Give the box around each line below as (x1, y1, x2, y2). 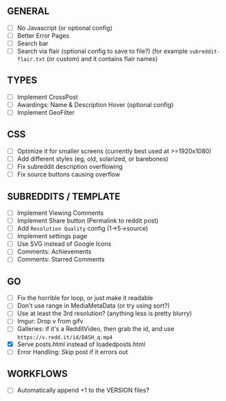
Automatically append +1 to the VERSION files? (16, 386, 149, 394)
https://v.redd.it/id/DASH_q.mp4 (16, 334, 113, 341)
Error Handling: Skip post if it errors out (16, 347, 128, 356)
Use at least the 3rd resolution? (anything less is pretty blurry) (16, 309, 192, 318)
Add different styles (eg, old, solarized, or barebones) (16, 154, 169, 163)
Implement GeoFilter (16, 108, 75, 116)
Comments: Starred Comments (16, 255, 105, 264)
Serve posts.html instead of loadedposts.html (16, 340, 146, 348)
